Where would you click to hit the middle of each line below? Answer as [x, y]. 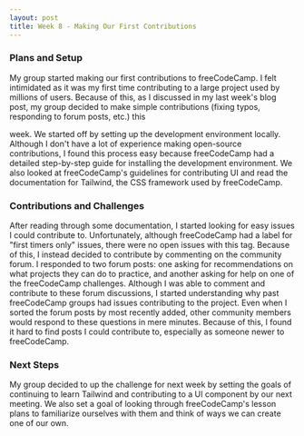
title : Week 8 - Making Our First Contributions [103, 26]
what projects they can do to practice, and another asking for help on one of [152, 274]
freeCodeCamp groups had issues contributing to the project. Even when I [148, 303]
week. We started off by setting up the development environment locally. [145, 134]
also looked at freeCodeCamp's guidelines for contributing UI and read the [149, 173]
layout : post [34, 18]
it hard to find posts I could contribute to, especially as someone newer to [147, 332]
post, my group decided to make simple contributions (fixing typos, [135, 106]
